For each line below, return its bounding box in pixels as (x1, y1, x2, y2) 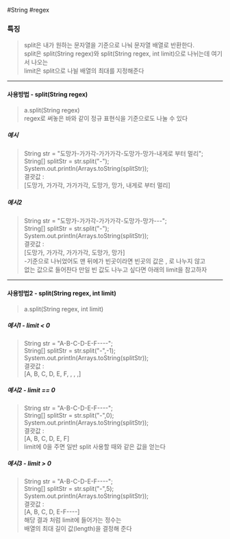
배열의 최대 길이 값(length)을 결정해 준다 (23, 524, 132, 532)
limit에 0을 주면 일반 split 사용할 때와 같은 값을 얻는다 (23, 442, 166, 451)
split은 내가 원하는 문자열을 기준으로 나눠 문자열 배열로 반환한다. (23, 41, 195, 49)
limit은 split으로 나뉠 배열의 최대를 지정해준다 (23, 67, 144, 75)
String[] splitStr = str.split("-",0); (23, 411, 114, 419)
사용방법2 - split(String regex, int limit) (7, 289, 116, 298)
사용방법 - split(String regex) (7, 90, 88, 98)
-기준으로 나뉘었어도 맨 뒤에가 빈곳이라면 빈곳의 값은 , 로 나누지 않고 (23, 257, 206, 265)
